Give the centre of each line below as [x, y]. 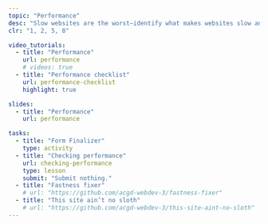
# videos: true [48, 68]
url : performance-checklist [69, 82]
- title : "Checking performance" [71, 156]
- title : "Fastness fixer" [60, 186]
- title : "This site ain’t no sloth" [78, 201]
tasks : [19, 134]
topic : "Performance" [44, 16]
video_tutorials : [37, 45]
